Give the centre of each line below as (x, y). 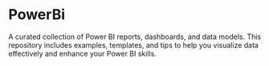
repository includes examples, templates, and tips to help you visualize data (134, 45)
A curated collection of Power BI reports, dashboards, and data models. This (135, 37)
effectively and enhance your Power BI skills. (82, 53)
